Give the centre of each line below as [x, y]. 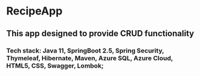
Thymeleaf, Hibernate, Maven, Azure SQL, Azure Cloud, [90, 58]
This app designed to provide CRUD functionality [100, 33]
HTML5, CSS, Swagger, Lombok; [55, 66]
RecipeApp [34, 11]
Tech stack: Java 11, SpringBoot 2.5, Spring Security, [85, 51]
